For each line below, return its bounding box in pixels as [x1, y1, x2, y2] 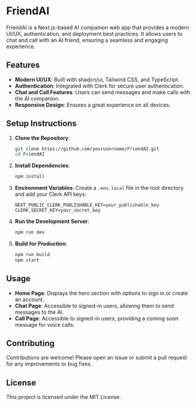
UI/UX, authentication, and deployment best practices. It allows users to [6, 30, 183, 37]
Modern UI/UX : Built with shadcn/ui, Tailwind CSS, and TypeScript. [14, 76, 180, 83]
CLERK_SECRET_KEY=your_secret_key [14, 207, 101, 214]
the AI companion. [14, 95, 60, 102]
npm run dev [14, 229, 45, 236]
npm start [14, 257, 40, 263]
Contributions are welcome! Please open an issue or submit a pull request [6, 354, 188, 361]
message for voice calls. [14, 321, 75, 328]
